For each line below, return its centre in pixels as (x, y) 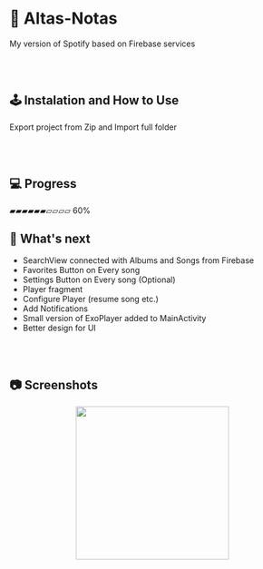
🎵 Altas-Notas (63, 19)
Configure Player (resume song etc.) (90, 299)
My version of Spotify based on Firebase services (102, 44)
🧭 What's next (50, 238)
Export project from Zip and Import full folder (93, 127)
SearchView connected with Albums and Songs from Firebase (138, 260)
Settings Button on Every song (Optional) (99, 280)
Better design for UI (59, 328)
